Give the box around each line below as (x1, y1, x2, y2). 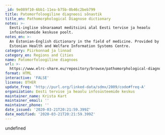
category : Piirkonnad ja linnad (5, 48, 71, 53)
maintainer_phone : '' (5, 103, 50, 108)
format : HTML (5, 71, 32, 76)
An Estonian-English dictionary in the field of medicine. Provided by (9, 39, 160, 44)
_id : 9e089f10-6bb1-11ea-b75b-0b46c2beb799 (5, 7, 96, 12)
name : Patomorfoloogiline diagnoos (5, 57, 78, 62)
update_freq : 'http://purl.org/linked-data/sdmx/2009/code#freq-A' (5, 84, 146, 90)
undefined (5, 125, 26, 131)
